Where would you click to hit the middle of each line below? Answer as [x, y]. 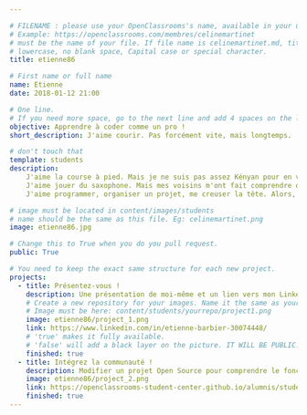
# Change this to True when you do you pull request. [114, 244]
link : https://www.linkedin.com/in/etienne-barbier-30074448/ [147, 328]
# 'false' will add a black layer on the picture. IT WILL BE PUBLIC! [163, 345]
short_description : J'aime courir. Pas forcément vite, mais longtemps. [151, 135]
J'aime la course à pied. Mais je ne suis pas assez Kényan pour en [159, 177]
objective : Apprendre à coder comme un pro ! [97, 127]
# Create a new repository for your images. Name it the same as [153, 303]
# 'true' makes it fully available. [96, 337]
